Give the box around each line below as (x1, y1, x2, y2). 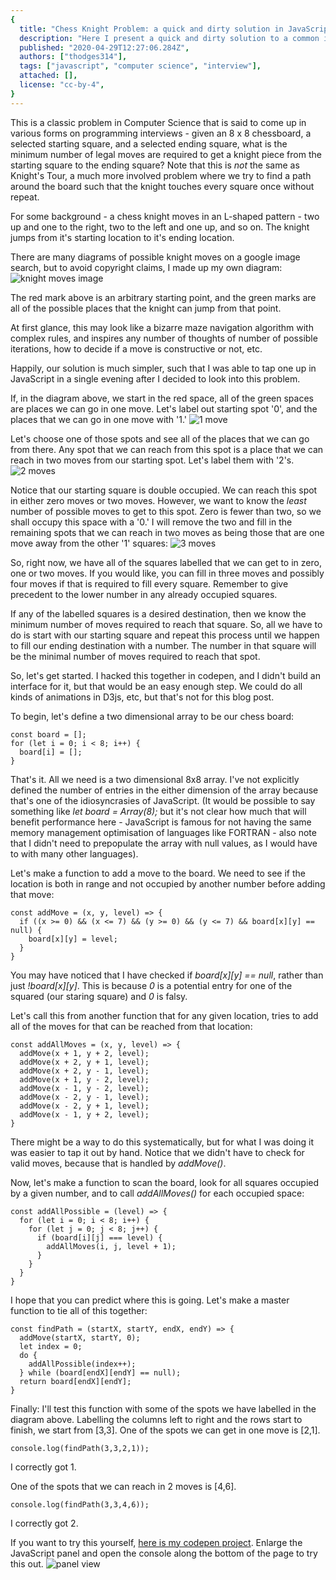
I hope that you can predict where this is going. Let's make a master (10, 1294, 290, 1306)
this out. (10, 1557, 44, 1570)
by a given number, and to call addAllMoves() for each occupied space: (10, 1187, 305, 1199)
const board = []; (10, 729, 87, 740)
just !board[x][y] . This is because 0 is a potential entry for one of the (10, 979, 293, 991)
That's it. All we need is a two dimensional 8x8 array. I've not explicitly (10, 773, 300, 785)
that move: (10, 888, 55, 900)
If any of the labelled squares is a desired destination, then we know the (10, 607, 307, 620)
